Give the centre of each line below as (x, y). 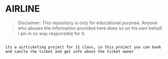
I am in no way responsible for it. (51, 33)
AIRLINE (23, 9)
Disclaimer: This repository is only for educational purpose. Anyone (88, 23)
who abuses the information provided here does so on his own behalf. (90, 28)
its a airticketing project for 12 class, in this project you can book (83, 47)
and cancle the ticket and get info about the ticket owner (70, 51)
